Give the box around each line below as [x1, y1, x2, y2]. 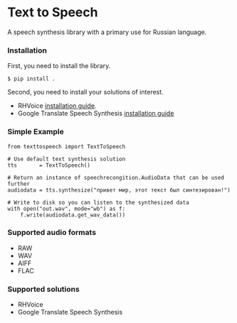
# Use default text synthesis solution [7, 155, 126, 163]
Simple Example [7, 127, 64, 137]
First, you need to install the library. [7, 62, 111, 70]
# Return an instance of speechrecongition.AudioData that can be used [7, 174, 224, 181]
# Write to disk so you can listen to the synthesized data [7, 199, 190, 206]
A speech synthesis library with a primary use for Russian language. [7, 28, 207, 36]
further [7, 180, 31, 187]
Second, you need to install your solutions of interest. [7, 88, 164, 97]
